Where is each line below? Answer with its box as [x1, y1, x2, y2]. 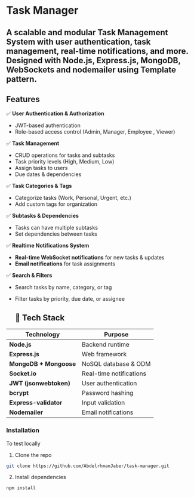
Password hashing [81, 389, 134, 397]
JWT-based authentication [14, 122, 81, 129]
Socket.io [9, 369, 37, 378]
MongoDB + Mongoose [9, 360, 76, 368]
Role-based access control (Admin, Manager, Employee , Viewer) [14, 128, 175, 135]
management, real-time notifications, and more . [6, 46, 189, 56]
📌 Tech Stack [14, 313, 65, 323]
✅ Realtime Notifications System [6, 242, 90, 249]
